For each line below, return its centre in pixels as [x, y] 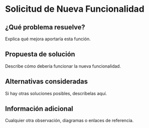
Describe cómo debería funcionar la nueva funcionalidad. [63, 66]
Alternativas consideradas [47, 82]
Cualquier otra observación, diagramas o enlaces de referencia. [69, 121]
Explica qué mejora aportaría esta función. [48, 39]
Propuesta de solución [40, 54]
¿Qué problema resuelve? [45, 27]
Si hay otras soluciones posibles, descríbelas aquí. [56, 93]
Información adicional [39, 109]
